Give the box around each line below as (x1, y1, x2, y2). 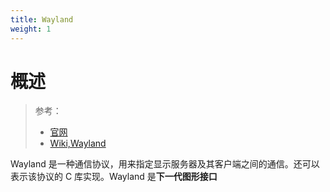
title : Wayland (10, 14, 74, 25)
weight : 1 (10, 24, 52, 34)
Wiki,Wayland (49, 137, 107, 150)
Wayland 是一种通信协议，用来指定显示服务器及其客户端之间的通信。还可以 (10, 158, 320, 170)
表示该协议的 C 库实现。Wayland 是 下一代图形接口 (10, 171, 218, 183)
